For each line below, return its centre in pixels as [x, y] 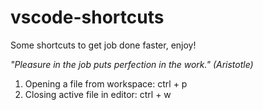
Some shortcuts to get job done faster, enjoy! [103, 45]
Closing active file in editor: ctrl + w [98, 94]
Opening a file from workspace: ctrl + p [106, 83]
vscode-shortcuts [87, 17]
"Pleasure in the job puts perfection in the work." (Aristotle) [132, 64]
